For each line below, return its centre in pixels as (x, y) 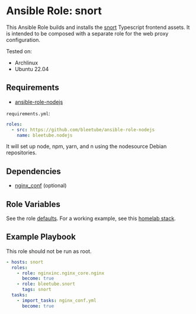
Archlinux (26, 63)
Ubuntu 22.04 (32, 69)
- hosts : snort (25, 262)
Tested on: (19, 51)
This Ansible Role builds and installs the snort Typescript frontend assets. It (98, 27)
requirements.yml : (28, 113)
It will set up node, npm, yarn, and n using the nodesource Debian (86, 147)
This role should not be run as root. (49, 251)
